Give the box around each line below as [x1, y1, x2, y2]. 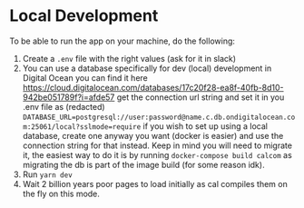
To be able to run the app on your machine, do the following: [9, 35, 236, 46]
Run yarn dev [22, 169, 73, 180]
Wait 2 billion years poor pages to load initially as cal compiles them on [22, 178, 288, 189]
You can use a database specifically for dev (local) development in [22, 63, 272, 74]
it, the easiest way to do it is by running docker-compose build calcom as [22, 149, 292, 160]
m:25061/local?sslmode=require [22, 122, 142, 132]
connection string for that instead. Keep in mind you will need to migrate [22, 140, 293, 151]
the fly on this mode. [22, 188, 100, 199]
